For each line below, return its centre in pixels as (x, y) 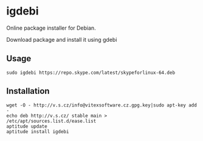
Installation (28, 91)
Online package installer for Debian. (51, 28)
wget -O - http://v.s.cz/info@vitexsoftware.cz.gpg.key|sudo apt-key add (102, 105)
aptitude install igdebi (38, 131)
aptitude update (27, 126)
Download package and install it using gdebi (62, 39)
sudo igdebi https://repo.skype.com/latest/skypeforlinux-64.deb (91, 73)
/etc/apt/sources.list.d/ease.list (51, 121)
